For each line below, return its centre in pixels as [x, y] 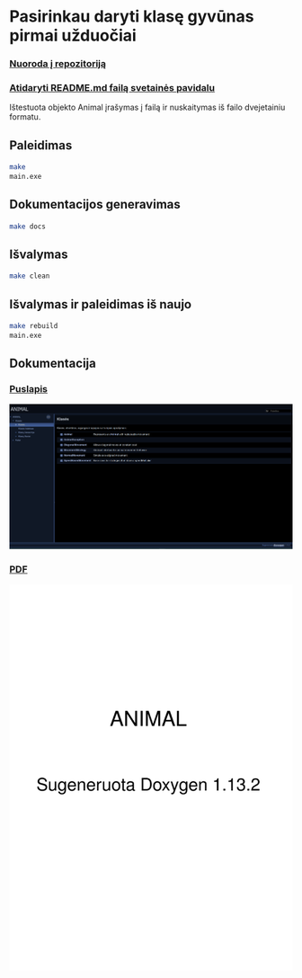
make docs [28, 227]
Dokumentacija [53, 364]
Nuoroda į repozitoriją [58, 64]
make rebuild [34, 326]
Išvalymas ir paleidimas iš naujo [100, 304]
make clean [30, 276]
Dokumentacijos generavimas [95, 204]
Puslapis [28, 389]
